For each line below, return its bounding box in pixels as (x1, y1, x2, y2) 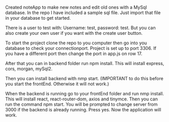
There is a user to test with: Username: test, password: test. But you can (5, 25, 156, 31)
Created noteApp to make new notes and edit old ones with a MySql (5, 5, 147, 10)
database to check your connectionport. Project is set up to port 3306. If (5, 45, 157, 51)
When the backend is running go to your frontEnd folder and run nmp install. (5, 91, 164, 96)
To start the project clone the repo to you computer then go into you (5, 40, 147, 46)
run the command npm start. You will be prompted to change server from (5, 101, 158, 107)
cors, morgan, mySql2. (5, 66, 53, 72)
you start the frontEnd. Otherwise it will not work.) (5, 81, 109, 87)
